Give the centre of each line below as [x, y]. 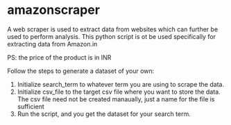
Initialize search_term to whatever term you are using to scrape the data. [120, 84]
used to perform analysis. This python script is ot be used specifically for [112, 36]
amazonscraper [54, 10]
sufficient [31, 106]
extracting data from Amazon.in [52, 44]
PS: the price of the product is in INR [59, 57]
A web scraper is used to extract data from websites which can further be [113, 29]
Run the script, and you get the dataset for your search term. [104, 114]
